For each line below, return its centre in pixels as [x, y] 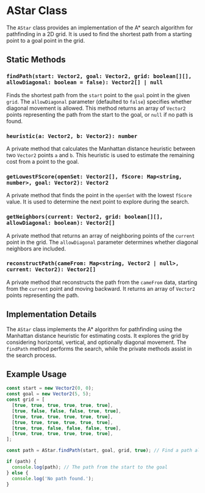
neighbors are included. [36, 249]
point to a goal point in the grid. [46, 40]
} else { [17, 473]
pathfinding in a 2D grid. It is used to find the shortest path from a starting [99, 34]
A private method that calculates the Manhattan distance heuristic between [101, 148]
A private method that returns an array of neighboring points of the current [101, 235]
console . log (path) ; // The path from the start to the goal [90, 467]
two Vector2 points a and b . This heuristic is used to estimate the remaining [100, 155]
